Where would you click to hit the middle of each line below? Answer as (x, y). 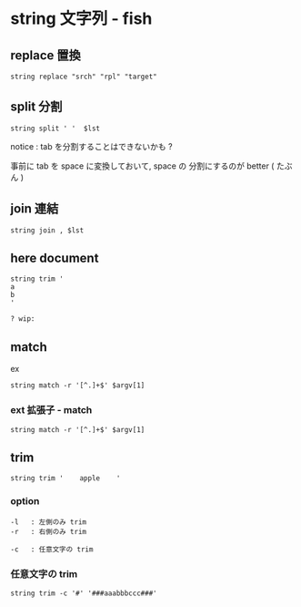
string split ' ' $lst (55, 129)
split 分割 (36, 107)
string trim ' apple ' (65, 478)
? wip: (23, 319)
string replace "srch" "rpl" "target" (84, 77)
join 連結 (35, 209)
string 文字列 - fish (81, 19)
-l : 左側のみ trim (49, 522)
